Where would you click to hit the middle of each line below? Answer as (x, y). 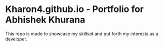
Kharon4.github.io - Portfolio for (75, 9)
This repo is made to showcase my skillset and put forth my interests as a (82, 33)
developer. (16, 39)
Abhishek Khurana (45, 20)
